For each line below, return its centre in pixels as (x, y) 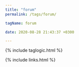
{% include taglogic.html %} (34, 50)
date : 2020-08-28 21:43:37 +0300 (40, 32)
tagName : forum (21, 23)
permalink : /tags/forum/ (31, 14)
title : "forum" (21, 10)
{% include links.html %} (30, 60)
